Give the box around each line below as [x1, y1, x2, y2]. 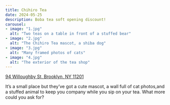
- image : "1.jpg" [5, 27, 42, 32]
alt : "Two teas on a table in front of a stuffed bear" [10, 31, 131, 36]
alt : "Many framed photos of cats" [10, 50, 86, 55]
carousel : [5, 21, 27, 27]
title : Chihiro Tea [5, 7, 47, 13]
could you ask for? [5, 94, 44, 100]
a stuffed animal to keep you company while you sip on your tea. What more [5, 89, 165, 95]
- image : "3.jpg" [5, 45, 42, 50]
